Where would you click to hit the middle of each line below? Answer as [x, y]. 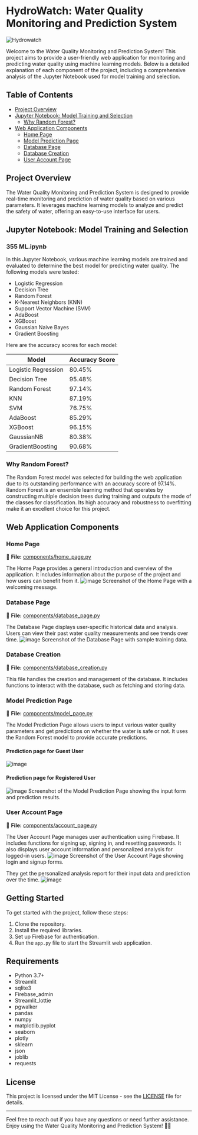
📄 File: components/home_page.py [49, 557]
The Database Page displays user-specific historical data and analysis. [92, 627]
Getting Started [35, 898]
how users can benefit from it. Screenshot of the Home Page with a [99, 581]
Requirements [32, 961]
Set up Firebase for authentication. [57, 936]
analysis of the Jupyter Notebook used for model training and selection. [93, 76]
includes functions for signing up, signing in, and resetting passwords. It [94, 843]
